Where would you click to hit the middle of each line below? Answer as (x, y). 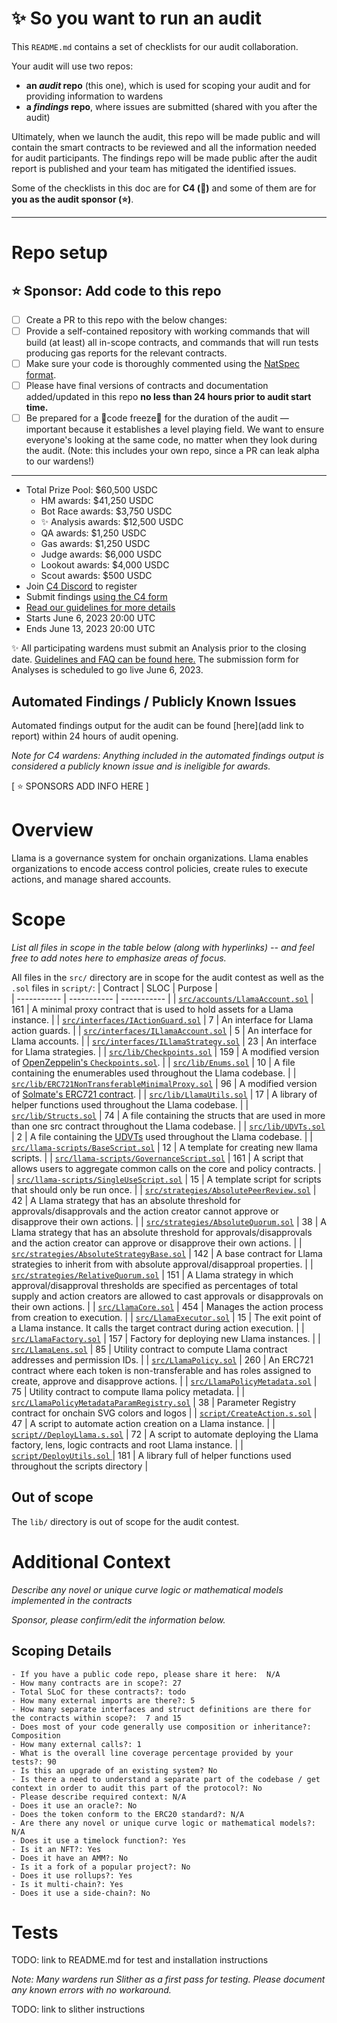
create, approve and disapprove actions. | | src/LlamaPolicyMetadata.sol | (164, 1381)
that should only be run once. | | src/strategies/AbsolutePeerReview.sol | (164, 1189)
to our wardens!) (60, 461)
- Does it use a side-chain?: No (81, 1893)
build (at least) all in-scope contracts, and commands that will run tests (172, 343)
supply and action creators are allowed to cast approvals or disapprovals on (167, 1296)
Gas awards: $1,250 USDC (95, 544)
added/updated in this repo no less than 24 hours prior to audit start (168, 397)
